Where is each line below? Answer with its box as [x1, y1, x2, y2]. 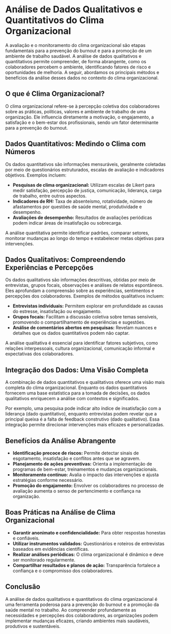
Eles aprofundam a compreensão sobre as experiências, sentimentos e [5, 287, 154, 294]
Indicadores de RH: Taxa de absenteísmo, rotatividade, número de [12, 198, 153, 204]
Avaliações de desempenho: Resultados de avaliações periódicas [12, 214, 152, 221]
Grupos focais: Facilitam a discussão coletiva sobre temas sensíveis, [12, 314, 158, 320]
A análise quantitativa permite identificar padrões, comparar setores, [5, 230, 150, 236]
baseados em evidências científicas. [12, 546, 90, 552]
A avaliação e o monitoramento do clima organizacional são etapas [5, 42, 146, 48]
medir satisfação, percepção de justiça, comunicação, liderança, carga [12, 187, 162, 193]
